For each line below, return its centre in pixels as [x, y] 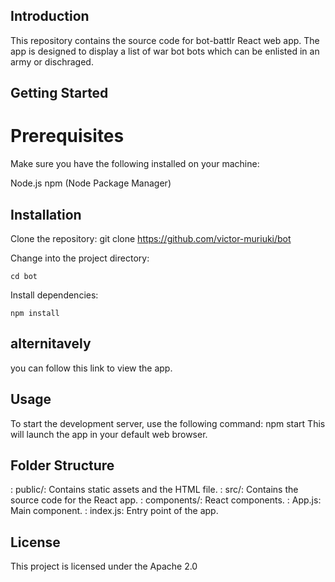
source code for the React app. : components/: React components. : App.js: [166, 500]
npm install [35, 313]
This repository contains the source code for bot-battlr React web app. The [165, 40]
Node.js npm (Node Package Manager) [91, 183]
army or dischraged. [52, 61]
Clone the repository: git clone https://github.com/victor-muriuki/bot [151, 238]
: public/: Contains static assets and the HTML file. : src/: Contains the [154, 490]
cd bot [24, 276]
